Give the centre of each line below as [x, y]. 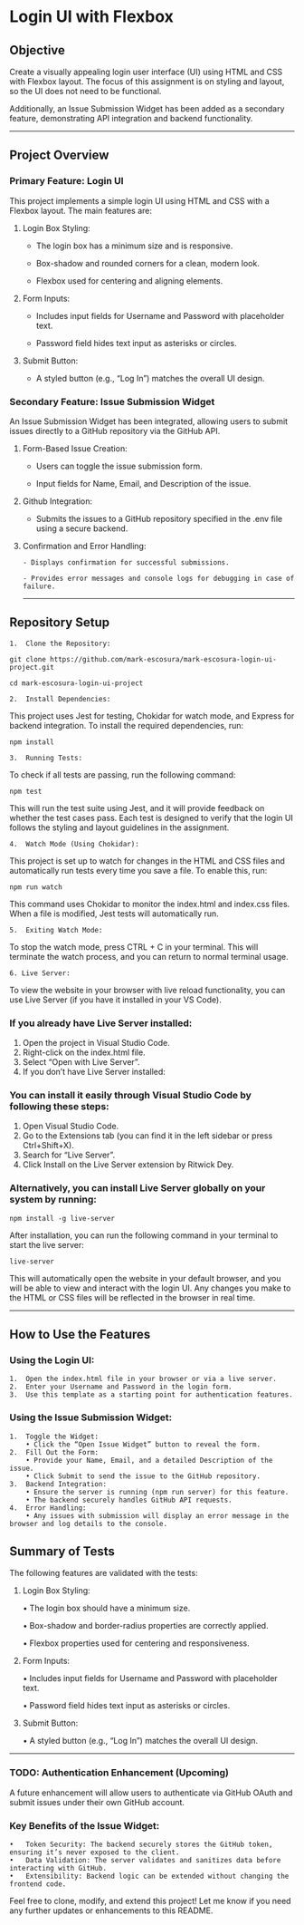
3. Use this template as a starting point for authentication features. [152, 1395]
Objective [38, 50]
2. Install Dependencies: [60, 699]
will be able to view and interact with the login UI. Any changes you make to [150, 1288]
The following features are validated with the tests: [104, 1573]
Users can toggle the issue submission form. [119, 466]
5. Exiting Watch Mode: [56, 930]
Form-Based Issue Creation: [75, 448]
